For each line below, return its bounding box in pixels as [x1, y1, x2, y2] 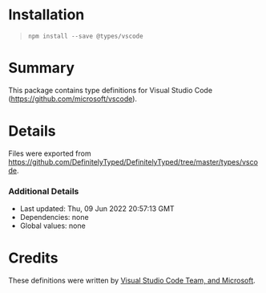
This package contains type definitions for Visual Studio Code [8, 85, 213, 95]
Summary [8, 59, 75, 77]
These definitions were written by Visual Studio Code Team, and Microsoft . [8, 275, 256, 286]
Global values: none [19, 221, 86, 230]
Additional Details [8, 185, 79, 197]
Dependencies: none [19, 213, 90, 222]
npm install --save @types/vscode [27, 32, 143, 40]
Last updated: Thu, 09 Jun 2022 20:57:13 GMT [19, 204, 175, 214]
